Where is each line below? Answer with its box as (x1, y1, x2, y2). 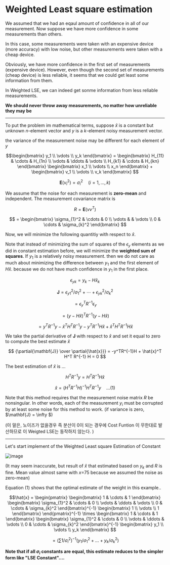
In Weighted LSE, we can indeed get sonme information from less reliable (5, 87, 158, 93)
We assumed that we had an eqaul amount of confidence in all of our (5, 20, 149, 26)
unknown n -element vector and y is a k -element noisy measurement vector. (5, 127, 163, 133)
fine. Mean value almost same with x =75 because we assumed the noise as (5, 469, 163, 476)
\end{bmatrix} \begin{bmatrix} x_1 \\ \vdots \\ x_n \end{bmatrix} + (17, 163, 153, 169)
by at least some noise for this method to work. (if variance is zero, (5, 406, 145, 412)
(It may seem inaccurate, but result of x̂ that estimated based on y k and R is (5, 463, 163, 470)
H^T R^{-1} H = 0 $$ (64, 354, 106, 360)
